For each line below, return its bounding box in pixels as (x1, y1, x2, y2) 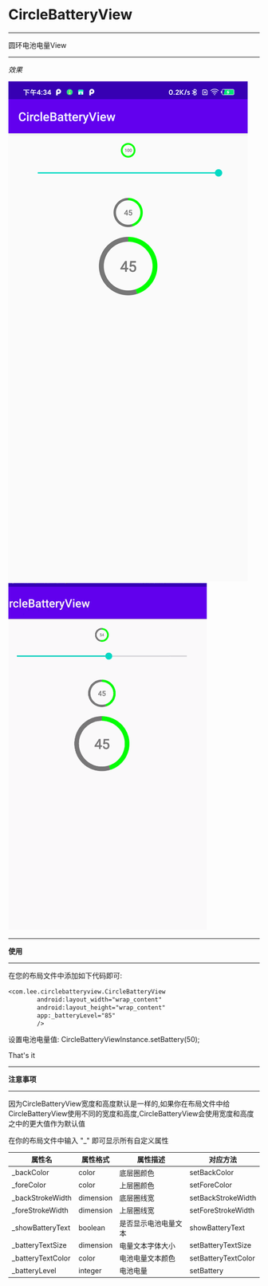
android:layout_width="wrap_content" (37, 995, 162, 1004)
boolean (78, 1223, 105, 1233)
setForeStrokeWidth (189, 1205, 255, 1215)
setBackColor (189, 1168, 235, 1178)
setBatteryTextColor (189, 1253, 255, 1263)
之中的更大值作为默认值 (8, 1119, 85, 1128)
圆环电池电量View (8, 40, 67, 49)
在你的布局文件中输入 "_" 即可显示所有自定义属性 (8, 1135, 169, 1145)
